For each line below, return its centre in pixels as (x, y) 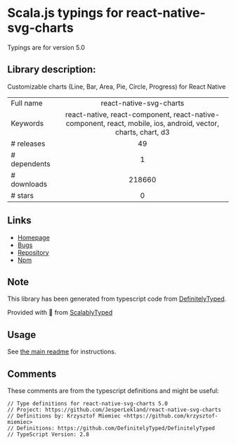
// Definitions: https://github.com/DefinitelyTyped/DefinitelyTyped (111, 428)
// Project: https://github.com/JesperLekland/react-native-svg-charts (114, 410)
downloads (29, 184)
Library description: (52, 69)
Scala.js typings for (65, 13)
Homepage (34, 237)
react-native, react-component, (119, 114)
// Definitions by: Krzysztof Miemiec (64, 416)
